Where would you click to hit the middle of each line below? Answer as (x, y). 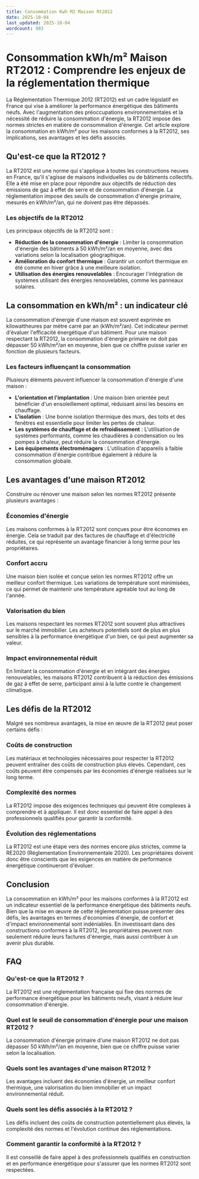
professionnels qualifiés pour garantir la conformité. (70, 818)
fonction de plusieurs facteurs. (44, 352)
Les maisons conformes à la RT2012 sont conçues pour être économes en (97, 529)
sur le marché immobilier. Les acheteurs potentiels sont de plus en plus (93, 630)
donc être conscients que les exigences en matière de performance (89, 860)
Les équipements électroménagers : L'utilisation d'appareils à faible (99, 448)
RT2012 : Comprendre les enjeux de (96, 71)
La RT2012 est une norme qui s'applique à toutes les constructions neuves (97, 171)
